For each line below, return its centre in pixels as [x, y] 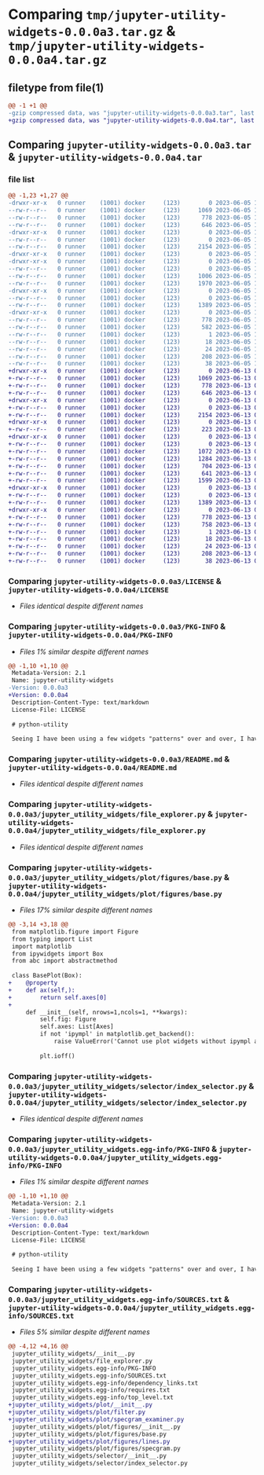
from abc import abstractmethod [64, 961]
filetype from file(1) [56, 88]
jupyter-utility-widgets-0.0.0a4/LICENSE [88, 590]
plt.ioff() [58, 1056]
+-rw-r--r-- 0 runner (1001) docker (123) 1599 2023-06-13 [130, 481]
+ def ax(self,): [42, 990]
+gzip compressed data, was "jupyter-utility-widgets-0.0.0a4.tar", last [132, 120]
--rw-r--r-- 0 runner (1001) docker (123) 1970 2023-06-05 [130, 283]
